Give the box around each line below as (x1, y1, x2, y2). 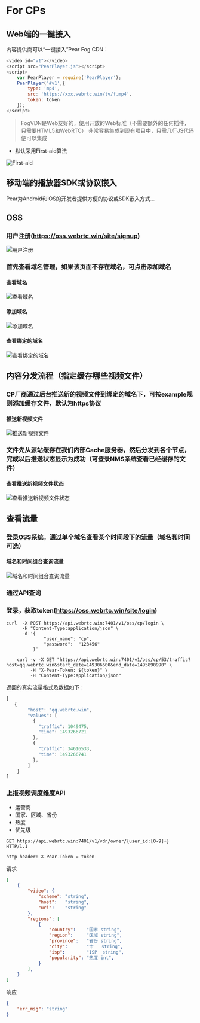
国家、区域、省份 (14, 811, 57, 818)
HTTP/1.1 (6, 843, 28, 850)
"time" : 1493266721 (38, 729, 87, 735)
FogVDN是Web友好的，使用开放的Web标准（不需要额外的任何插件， (20, 119, 190, 126)
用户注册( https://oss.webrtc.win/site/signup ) (6, 232, 140, 240)
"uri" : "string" (38, 905, 87, 911)
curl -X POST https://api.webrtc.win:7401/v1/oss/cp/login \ (6, 620, 164, 626)
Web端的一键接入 (6, 29, 71, 39)
